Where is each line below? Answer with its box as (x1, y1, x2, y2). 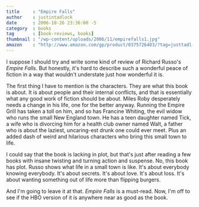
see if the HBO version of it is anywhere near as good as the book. (6, 194, 168, 201)
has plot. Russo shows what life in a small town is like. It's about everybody (6, 163, 190, 170)
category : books (6, 25, 52, 32)
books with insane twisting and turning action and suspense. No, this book (6, 157, 188, 164)
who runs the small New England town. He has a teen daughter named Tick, (6, 114, 191, 121)
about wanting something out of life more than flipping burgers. (6, 176, 161, 183)
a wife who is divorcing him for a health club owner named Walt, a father (6, 120, 183, 127)
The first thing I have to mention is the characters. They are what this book (6, 82, 188, 89)
